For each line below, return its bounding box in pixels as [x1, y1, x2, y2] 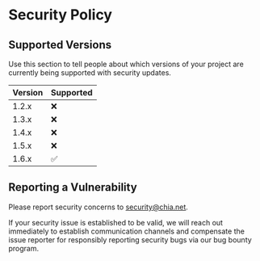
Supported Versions [8, 38, 111, 52]
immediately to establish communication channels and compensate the [8, 226, 245, 236]
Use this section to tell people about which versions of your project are [8, 59, 244, 69]
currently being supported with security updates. [8, 68, 172, 78]
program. [8, 243, 40, 253]
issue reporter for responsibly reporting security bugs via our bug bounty [8, 234, 252, 244]
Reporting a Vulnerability [8, 180, 137, 195]
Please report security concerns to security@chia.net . [8, 202, 188, 212]
